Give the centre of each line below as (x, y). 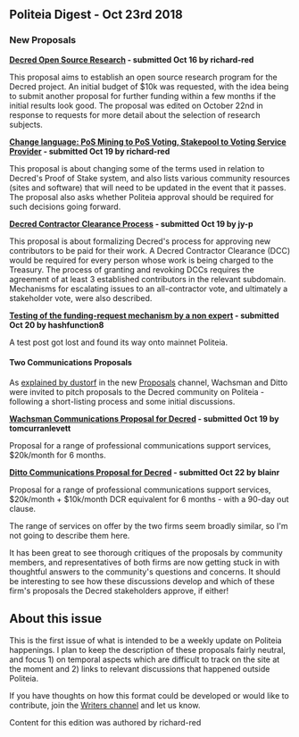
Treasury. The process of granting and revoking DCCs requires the (132, 269)
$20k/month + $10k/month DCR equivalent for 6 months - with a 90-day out (149, 498)
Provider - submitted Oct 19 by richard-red (90, 151)
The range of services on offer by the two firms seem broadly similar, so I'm (149, 525)
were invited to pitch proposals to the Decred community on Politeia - (137, 391)
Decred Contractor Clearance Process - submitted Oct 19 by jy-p (131, 223)
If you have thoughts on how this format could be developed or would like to (149, 695)
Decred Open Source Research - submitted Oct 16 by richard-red (132, 59)
